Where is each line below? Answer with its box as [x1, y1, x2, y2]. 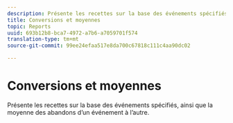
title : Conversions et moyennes [7, 17, 101, 23]
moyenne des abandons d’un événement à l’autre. [7, 108, 150, 116]
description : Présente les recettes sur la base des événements [7, 10, 197, 17]
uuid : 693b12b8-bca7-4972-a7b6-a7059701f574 [7, 29, 138, 37]
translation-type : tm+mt [7, 36, 79, 43]
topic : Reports [7, 23, 51, 30]
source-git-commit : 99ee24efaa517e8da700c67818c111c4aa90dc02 [7, 42, 191, 49]
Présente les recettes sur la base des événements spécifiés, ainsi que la [7, 101, 214, 109]
